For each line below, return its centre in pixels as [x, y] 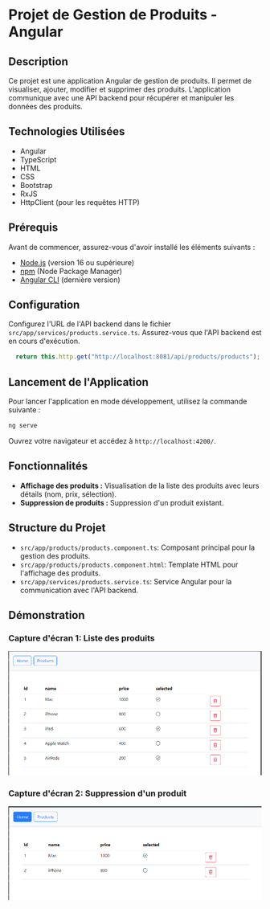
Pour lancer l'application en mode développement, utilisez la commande [128, 401]
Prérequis [33, 228]
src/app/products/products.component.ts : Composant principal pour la [137, 547]
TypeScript [38, 159]
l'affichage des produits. [60, 573]
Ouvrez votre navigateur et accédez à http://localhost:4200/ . [112, 441]
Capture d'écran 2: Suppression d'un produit [98, 793]
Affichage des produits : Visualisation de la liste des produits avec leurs [139, 485]
